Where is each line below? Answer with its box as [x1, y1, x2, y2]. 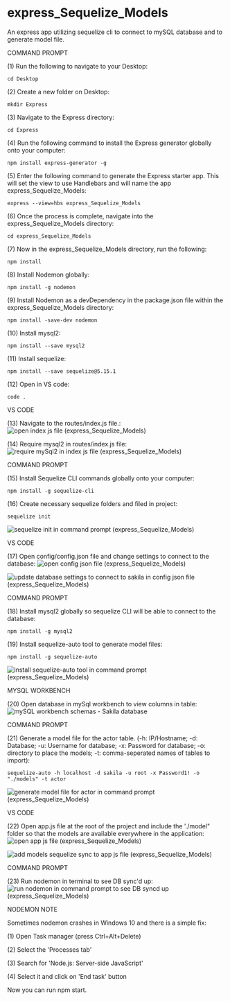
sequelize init [7, 513, 51, 520]
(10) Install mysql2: [7, 329, 61, 337]
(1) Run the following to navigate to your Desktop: [7, 62, 148, 70]
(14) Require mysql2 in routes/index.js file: [7, 439, 127, 448]
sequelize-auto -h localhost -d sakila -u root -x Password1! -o [7, 769, 200, 776]
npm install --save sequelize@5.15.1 [7, 367, 116, 375]
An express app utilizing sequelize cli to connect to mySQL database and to [7, 28, 223, 36]
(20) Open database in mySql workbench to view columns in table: [7, 699, 197, 708]
